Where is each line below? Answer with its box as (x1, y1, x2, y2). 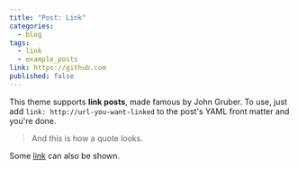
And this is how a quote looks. (31, 132, 144, 144)
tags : (9, 38, 30, 48)
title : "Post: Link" (9, 13, 87, 22)
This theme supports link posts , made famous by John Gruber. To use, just (9, 96, 288, 107)
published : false (9, 72, 75, 81)
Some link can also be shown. (9, 150, 120, 161)
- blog (17, 30, 42, 39)
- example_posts (17, 55, 78, 64)
